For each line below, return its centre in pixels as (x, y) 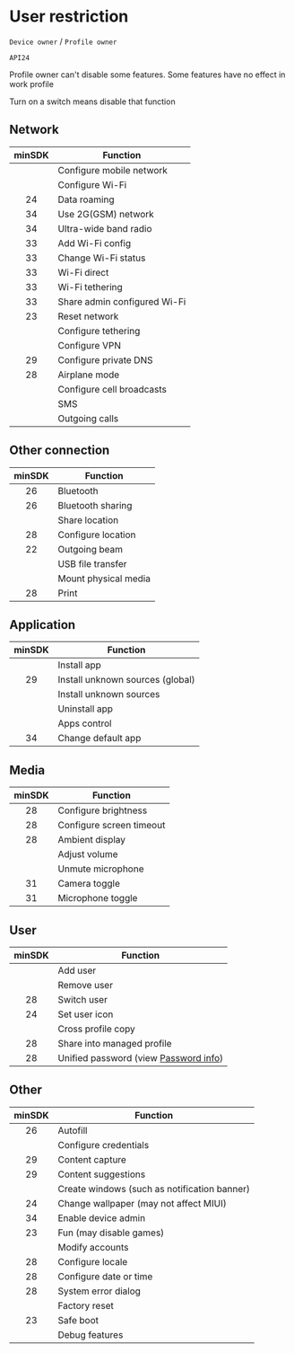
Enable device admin (102, 1217)
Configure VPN (89, 345)
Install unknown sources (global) (126, 680)
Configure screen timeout (112, 826)
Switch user (82, 999)
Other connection (60, 451)
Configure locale (93, 1261)
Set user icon (86, 1014)
